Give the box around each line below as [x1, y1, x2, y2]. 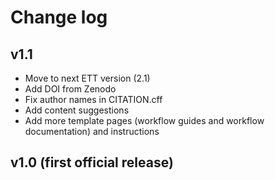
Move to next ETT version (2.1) [24, 72, 151, 84]
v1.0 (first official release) [10, 154, 174, 171]
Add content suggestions [24, 104, 130, 116]
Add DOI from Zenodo [24, 83, 117, 95]
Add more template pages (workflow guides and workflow [24, 115, 265, 126]
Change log [10, 6, 108, 29]
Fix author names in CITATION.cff [24, 94, 163, 105]
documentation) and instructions [24, 126, 160, 137]
